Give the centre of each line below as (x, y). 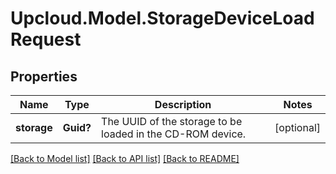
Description (183, 104)
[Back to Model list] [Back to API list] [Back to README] (125, 158)
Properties (44, 76)
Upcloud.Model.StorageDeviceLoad (162, 18)
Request (46, 39)
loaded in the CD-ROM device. (174, 134)
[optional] (297, 127)
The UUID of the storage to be (172, 121)
